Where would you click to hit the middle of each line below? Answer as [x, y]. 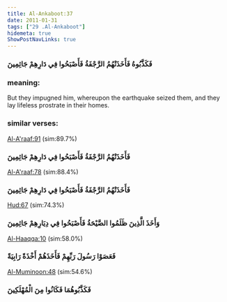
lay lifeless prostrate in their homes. [58, 105]
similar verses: [33, 123]
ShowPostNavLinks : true [42, 40]
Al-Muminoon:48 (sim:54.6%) [50, 271]
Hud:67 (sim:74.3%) [36, 205]
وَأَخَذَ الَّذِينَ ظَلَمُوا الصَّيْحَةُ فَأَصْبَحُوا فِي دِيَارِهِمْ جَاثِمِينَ [84, 223]
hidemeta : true [29, 33]
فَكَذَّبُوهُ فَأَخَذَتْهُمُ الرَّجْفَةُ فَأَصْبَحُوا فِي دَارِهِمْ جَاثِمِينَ [80, 64]
